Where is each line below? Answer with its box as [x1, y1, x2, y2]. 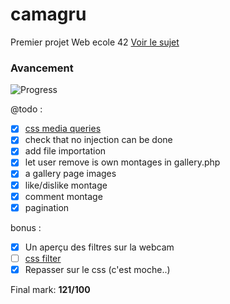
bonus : [10, 221, 42, 233]
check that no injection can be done [24, 134, 173, 146]
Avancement [10, 61, 74, 75]
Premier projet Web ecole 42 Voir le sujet [10, 36, 180, 48]
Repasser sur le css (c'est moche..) [24, 263, 171, 275]
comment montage [24, 190, 103, 202]
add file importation [24, 145, 107, 157]
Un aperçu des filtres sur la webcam [24, 241, 175, 253]
